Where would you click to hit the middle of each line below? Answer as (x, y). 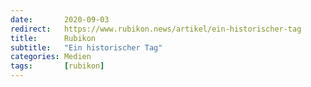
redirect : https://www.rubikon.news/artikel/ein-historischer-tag (156, 29)
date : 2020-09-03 (60, 19)
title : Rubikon (53, 38)
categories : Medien (51, 57)
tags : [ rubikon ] (57, 66)
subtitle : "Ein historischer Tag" (86, 47)
